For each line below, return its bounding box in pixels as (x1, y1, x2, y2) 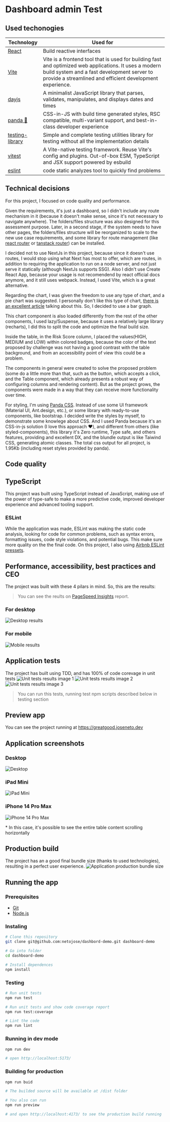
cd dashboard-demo (5, 953, 44, 958)
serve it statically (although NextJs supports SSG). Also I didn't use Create (5, 266, 161, 272)
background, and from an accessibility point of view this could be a (5, 349, 146, 356)
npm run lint (5, 1023, 33, 1028)
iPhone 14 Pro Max (5, 803, 52, 810)
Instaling (5, 923, 27, 930)
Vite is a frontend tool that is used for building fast (42, 56, 161, 63)
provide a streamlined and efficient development (42, 75, 158, 82)
